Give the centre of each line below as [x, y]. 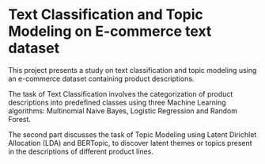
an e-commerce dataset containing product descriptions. [101, 78]
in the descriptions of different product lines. [81, 151]
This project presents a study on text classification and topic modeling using [132, 70]
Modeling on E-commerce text [110, 31]
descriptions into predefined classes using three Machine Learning [117, 102]
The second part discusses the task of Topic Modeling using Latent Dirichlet [132, 134]
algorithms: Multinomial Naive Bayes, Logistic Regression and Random [123, 111]
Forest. [20, 119]
